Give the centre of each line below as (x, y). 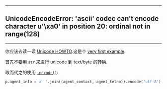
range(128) (23, 34)
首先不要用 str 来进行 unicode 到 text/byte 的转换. (56, 62)
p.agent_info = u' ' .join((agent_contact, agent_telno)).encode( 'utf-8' (82, 82)
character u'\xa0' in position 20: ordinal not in (78, 26)
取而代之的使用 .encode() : (32, 72)
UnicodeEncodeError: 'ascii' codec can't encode (82, 19)
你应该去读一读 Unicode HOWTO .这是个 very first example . (65, 51)
